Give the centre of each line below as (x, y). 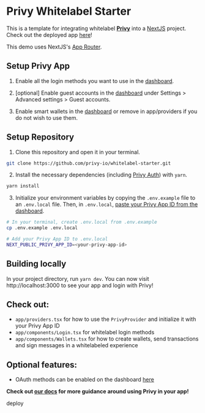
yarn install (23, 186)
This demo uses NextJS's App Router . (54, 47)
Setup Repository (40, 137)
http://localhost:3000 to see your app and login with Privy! (80, 285)
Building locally (36, 264)
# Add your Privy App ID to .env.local (57, 239)
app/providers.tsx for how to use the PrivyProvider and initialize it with (106, 319)
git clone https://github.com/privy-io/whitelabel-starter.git (89, 163)
